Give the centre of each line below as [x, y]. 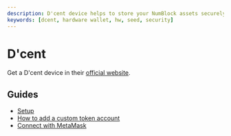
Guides [23, 94]
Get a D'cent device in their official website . [69, 73]
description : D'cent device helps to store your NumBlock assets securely [117, 13]
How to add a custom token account [68, 118]
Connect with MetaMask [52, 126]
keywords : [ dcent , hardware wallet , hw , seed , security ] [90, 20]
